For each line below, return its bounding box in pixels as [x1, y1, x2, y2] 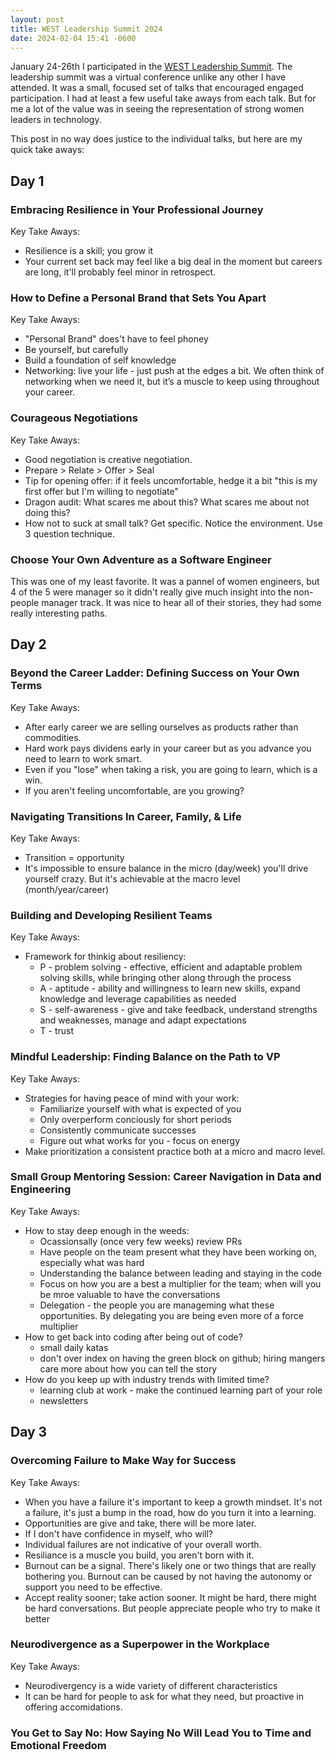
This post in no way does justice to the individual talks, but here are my [10, 133, 303, 145]
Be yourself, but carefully [24, 344, 129, 356]
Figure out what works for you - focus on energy [39, 1134, 241, 1146]
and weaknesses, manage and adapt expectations [39, 1014, 247, 1026]
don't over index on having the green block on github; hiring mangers [39, 1352, 326, 1364]
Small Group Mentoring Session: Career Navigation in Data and [10, 1170, 322, 1184]
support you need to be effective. [24, 1581, 163, 1593]
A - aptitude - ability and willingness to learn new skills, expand [39, 982, 301, 995]
